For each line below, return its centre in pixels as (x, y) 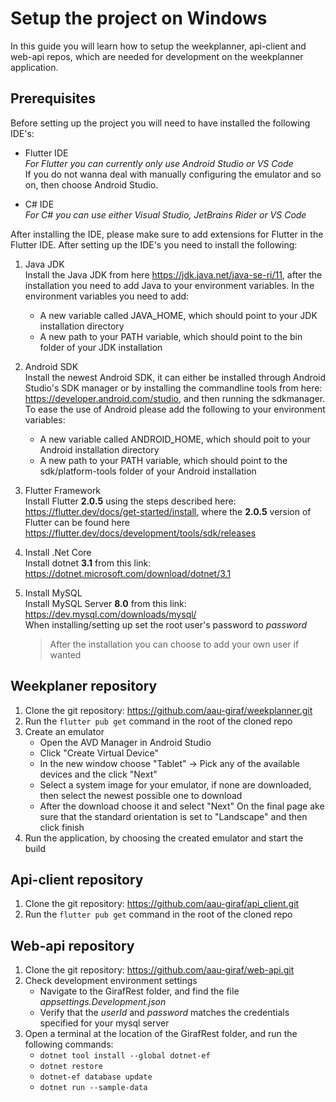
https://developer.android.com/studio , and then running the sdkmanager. (175, 398)
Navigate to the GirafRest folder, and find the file (139, 991)
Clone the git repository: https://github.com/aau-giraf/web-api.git (159, 970)
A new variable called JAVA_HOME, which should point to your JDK (178, 315)
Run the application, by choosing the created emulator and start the (164, 838)
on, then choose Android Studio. (91, 184)
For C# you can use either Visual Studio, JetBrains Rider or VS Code (165, 214)
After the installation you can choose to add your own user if (174, 644)
